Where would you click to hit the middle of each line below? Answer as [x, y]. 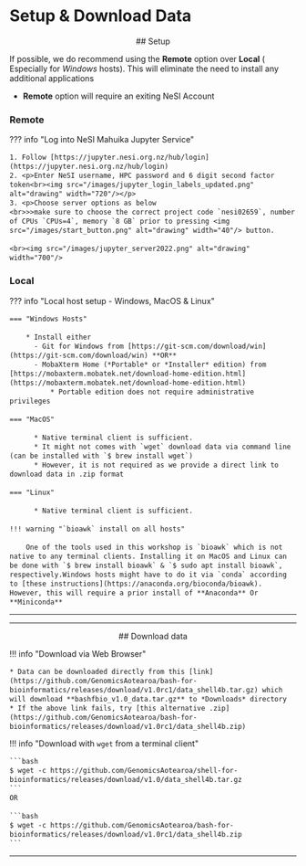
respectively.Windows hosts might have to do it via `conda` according [148, 575]
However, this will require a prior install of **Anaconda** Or [134, 593]
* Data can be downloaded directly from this [97, 671]
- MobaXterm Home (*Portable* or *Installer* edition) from [150, 364]
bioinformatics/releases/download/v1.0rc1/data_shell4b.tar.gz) [134, 690]
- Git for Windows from [79, 346]
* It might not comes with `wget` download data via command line [162, 447]
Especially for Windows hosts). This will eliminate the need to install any [144, 69]
